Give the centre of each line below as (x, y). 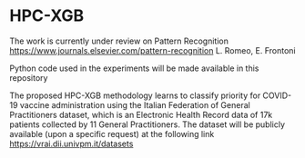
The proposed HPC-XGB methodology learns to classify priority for (135, 95)
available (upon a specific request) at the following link (112, 133)
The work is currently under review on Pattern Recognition (119, 41)
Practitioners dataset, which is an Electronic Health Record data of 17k (141, 114)
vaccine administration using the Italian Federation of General (135, 104)
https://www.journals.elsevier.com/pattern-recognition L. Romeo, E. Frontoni (152, 50)
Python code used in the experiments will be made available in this (134, 68)
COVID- (277, 95)
